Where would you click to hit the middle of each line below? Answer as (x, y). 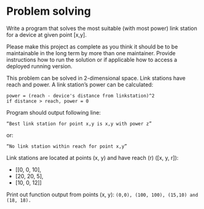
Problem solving (49, 11)
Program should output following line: (54, 112)
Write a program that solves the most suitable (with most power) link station (102, 28)
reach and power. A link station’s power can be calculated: (80, 85)
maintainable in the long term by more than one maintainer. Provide (91, 53)
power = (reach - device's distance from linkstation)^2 (81, 96)
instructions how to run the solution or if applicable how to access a (92, 59)
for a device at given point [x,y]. (47, 34)
